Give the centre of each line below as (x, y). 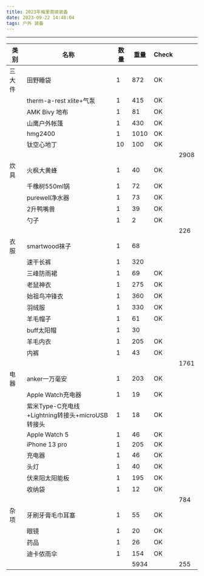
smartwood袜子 (49, 246)
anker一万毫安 (47, 379)
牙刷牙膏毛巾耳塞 (51, 515)
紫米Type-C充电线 (53, 406)
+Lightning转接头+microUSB (67, 415)
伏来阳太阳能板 (48, 478)
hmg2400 (41, 134)
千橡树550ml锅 (48, 187)
